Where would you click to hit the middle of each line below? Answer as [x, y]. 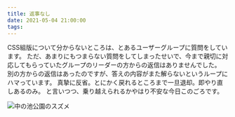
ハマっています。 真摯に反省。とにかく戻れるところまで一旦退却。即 [106, 83]
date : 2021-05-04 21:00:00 [47, 20]
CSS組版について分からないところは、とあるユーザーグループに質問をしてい [117, 48]
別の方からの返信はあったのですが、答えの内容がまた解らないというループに [117, 74]
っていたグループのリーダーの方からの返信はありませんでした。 [129, 65]
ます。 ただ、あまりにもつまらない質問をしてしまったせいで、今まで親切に [115, 56]
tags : [15, 27]
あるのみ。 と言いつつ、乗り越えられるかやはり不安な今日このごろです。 [118, 91]
